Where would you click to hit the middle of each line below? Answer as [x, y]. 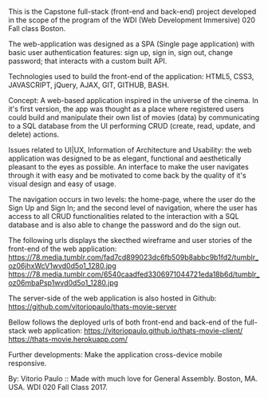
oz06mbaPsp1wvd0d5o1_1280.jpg [63, 283]
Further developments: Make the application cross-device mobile [115, 354]
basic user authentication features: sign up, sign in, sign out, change [121, 52]
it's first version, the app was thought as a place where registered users [126, 109]
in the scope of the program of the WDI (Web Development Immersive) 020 [132, 20]
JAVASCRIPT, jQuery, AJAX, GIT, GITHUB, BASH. [89, 85]
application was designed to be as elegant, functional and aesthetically [125, 158]
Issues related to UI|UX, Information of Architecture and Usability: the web [130, 150]
